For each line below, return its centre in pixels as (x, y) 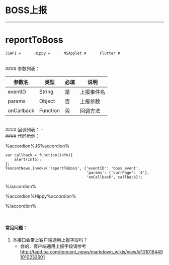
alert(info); (28, 159)
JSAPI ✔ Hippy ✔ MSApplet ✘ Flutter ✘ (63, 53)
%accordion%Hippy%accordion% (41, 196)
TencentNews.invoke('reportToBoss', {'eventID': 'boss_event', (73, 168)
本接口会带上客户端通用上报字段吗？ (50, 240)
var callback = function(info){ (39, 155)
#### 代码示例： (23, 136)
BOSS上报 (26, 10)
